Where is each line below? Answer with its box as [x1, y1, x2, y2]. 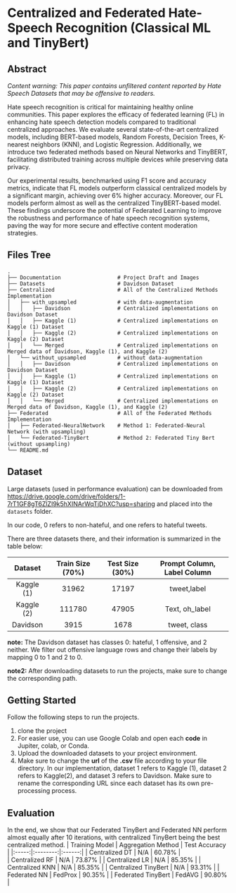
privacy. [7, 163, 31, 171]
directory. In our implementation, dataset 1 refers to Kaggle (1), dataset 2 [17, 764, 227, 772]
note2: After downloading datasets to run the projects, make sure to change [7, 666, 228, 675]
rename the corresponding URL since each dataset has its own [17, 779, 200, 787]
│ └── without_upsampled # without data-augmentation [7, 354, 202, 361]
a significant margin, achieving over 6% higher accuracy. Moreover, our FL [7, 192, 223, 199]
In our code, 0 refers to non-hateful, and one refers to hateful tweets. [7, 520, 207, 529]
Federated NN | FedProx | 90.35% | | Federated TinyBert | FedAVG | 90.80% [7, 870, 228, 879]
